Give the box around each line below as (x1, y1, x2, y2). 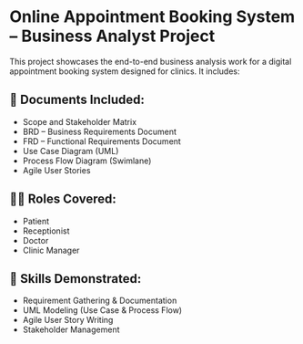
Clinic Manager (22, 245, 80, 255)
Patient (22, 215, 50, 226)
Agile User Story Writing (22, 315, 114, 326)
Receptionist (22, 225, 70, 236)
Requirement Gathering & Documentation (22, 295, 177, 307)
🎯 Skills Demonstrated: (9, 271, 142, 287)
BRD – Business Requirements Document (22, 126, 177, 137)
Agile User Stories (22, 164, 91, 175)
